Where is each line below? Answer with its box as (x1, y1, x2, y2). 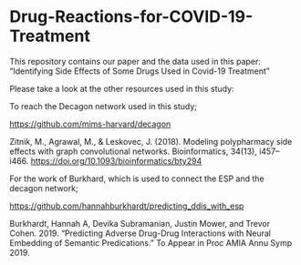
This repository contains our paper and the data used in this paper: (9, 56, 262, 66)
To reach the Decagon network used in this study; (9, 100, 198, 111)
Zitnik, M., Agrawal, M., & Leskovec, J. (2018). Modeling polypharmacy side (9, 136, 293, 147)
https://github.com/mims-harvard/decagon (9, 118, 171, 129)
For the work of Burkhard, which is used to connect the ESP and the (9, 173, 265, 184)
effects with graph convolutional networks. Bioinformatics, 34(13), (9, 146, 257, 157)
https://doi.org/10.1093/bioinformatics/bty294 (30, 155, 202, 166)
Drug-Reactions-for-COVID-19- (9, 6, 254, 27)
